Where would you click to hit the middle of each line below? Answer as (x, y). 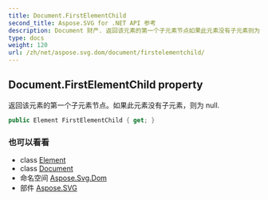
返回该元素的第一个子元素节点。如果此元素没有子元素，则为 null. (114, 105)
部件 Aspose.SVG (48, 187)
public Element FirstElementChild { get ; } (82, 120)
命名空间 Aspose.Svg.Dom (63, 178)
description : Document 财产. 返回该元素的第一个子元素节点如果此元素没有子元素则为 (134, 30)
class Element (43, 159)
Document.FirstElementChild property (106, 85)
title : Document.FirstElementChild (67, 16)
